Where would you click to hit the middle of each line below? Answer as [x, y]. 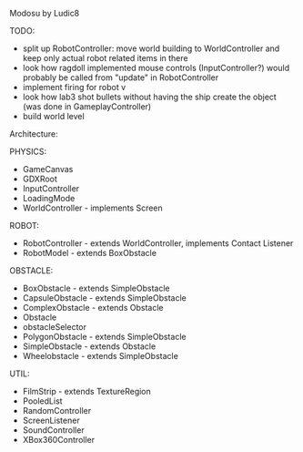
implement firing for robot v [74, 87]
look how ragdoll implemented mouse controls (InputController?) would [156, 68]
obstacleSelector [55, 327]
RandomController [57, 411]
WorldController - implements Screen [93, 208]
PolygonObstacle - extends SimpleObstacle [104, 337]
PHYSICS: [28, 151]
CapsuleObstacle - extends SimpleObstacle [104, 298]
